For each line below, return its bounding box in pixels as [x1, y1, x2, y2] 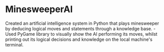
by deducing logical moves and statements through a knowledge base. [5, 25, 152, 31]
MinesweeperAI [5, 4, 73, 15]
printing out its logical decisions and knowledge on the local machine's [5, 36, 153, 42]
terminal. [5, 41, 24, 47]
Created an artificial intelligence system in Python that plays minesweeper [5, 20, 159, 26]
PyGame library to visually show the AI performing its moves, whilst [17, 31, 157, 37]
